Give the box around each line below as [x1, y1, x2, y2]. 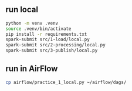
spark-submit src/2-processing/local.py [5, 42, 106, 48]
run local [5, 5, 39, 15]
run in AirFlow [5, 64, 58, 74]
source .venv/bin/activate [5, 26, 72, 32]
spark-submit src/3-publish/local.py [5, 48, 98, 53]
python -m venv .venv [5, 20, 59, 26]
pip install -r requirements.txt [5, 31, 87, 37]
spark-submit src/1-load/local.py [5, 36, 90, 43]
